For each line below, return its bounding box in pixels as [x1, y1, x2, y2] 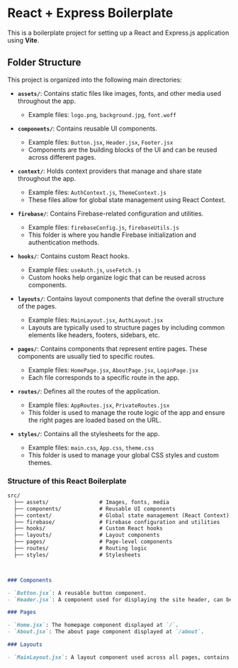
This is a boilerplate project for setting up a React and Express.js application [7, 28, 229, 37]
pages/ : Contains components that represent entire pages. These [17, 344, 208, 352]
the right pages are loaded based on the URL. [28, 416, 161, 424]
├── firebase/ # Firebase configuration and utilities [13, 518, 220, 525]
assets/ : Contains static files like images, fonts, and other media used [17, 89, 222, 97]
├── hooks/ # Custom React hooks [13, 525, 163, 533]
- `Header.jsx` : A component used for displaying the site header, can [7, 596, 223, 603]
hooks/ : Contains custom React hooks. [17, 252, 130, 260]
